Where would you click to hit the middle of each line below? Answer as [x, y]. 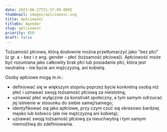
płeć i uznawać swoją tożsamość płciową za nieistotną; [69, 92]
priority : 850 [20, 33]
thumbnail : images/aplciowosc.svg [41, 14]
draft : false [19, 38]
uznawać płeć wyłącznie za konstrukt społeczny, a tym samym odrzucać [87, 97]
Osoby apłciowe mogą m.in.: [34, 77]
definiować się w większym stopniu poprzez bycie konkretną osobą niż [85, 87]
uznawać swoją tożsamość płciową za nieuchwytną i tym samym [79, 119]
